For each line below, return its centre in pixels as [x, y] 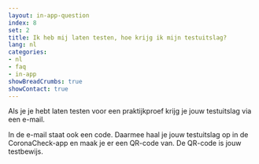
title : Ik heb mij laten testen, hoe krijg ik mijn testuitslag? [117, 37]
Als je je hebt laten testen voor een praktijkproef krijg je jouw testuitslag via [130, 111]
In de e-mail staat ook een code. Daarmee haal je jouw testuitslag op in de [128, 135]
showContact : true [38, 89]
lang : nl [22, 45]
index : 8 [22, 23]
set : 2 [19, 30]
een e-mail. [27, 120]
